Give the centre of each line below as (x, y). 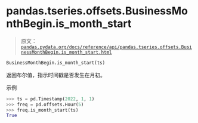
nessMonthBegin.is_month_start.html (66, 52)
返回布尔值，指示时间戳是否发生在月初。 (56, 75)
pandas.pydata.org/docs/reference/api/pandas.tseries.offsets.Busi (106, 47)
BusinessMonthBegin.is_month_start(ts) (56, 63)
